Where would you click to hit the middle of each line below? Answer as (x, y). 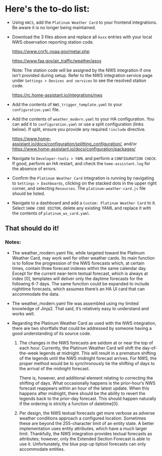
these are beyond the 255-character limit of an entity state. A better (87, 423)
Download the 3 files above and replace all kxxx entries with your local (82, 37)
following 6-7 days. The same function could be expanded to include (81, 283)
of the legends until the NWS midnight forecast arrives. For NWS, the (88, 358)
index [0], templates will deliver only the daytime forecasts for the (77, 278)
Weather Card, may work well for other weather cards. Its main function (83, 258)
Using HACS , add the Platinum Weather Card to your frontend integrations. (85, 22)
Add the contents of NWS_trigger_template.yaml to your (67, 104)
